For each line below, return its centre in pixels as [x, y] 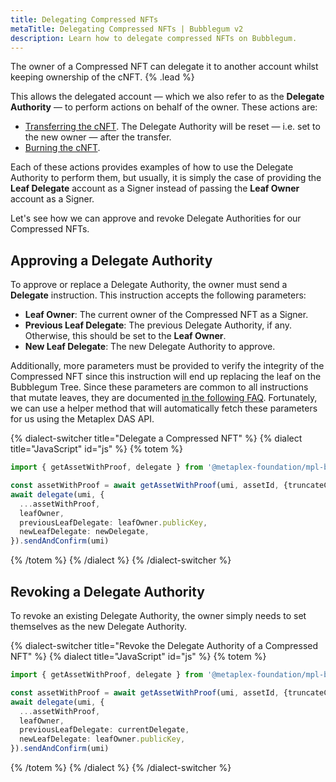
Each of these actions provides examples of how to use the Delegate [152, 167]
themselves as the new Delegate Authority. [99, 626]
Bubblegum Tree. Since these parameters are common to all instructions [159, 387]
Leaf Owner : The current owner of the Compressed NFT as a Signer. [166, 315]
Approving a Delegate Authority [111, 260]
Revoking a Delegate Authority [107, 591]
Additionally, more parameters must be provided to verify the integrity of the [167, 366]
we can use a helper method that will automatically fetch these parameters [164, 408]
